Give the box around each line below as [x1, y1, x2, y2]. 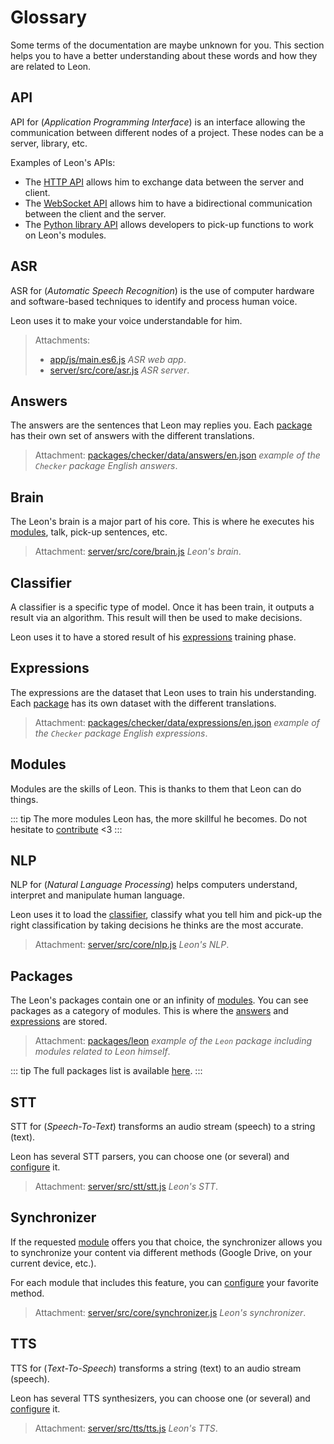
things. [10, 793, 39, 805]
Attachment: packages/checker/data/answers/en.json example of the [34, 449, 321, 461]
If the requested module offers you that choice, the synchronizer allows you [10, 1236, 323, 1248]
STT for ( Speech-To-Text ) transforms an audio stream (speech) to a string [10, 1121, 316, 1133]
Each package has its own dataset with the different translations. [10, 697, 277, 709]
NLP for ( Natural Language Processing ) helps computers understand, [10, 879, 298, 891]
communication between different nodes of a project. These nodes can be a [10, 126, 324, 138]
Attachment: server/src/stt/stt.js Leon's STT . [34, 1181, 219, 1193]
